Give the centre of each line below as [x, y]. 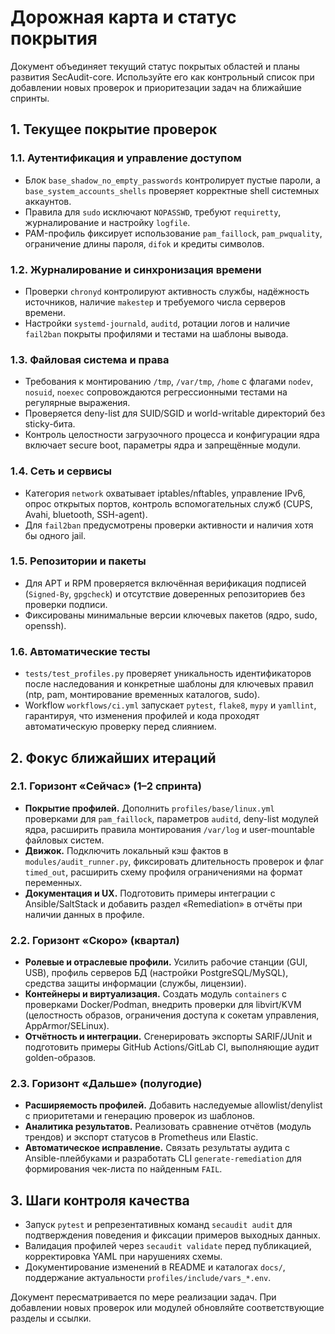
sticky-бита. [50, 424]
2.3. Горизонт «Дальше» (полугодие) [106, 1084]
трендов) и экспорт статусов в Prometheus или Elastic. [141, 1137]
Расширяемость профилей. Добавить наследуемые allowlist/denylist [173, 1105]
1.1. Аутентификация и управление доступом [126, 158]
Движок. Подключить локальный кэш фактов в [126, 850]
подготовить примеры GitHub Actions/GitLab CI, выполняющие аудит [172, 1047]
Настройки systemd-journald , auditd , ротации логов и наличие [157, 323]
